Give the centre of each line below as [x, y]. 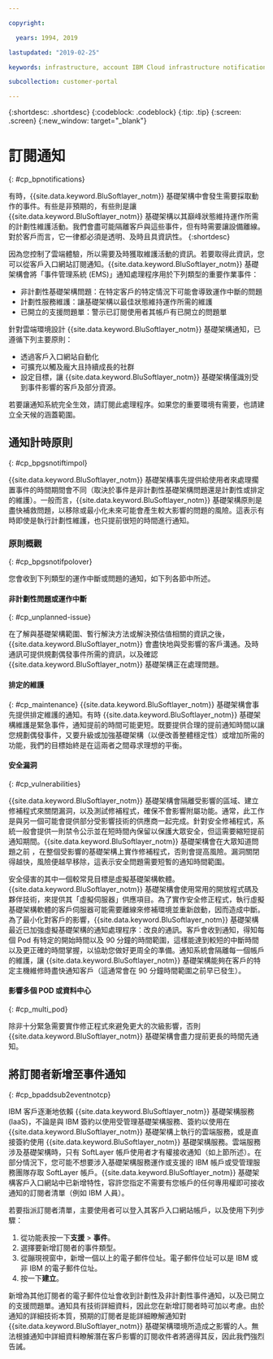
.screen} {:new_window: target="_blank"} [78, 121]
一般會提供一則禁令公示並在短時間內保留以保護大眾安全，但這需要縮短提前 [140, 831]
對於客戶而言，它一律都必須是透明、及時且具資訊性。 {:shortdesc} [119, 237]
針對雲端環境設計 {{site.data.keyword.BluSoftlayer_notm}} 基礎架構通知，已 [135, 330]
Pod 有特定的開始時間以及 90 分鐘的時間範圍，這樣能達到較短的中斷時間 [139, 940]
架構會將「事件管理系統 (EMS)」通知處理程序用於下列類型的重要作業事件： [134, 274]
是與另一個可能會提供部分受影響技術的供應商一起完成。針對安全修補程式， [133, 821]
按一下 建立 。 [41, 1278]
